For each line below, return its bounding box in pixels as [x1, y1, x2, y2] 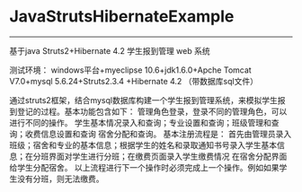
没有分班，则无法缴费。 [16, 173, 104, 184]
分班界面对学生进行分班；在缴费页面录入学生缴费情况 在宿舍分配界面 [32, 151, 288, 161]
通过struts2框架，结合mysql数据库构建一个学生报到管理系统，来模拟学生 [9, 94, 279, 105]
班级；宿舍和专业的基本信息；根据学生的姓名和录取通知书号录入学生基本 [9, 139, 277, 150]
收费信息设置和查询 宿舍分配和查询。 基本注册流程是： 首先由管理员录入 [24, 128, 292, 139]
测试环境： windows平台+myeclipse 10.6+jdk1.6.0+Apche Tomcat [9, 65, 252, 75]
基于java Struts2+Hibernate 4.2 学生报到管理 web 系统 [9, 45, 210, 56]
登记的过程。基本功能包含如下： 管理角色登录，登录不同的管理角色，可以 [16, 106, 288, 117]
